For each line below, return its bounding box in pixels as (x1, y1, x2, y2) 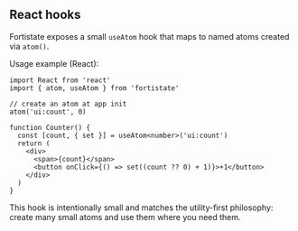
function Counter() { (9, 123, 91, 132)
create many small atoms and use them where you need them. (9, 211, 241, 222)
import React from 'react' (9, 76, 111, 85)
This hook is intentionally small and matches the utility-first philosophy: (9, 202, 274, 213)
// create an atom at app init (9, 99, 127, 108)
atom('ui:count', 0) (9, 107, 88, 116)
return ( (17, 139, 51, 148)
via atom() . (9, 41, 50, 51)
